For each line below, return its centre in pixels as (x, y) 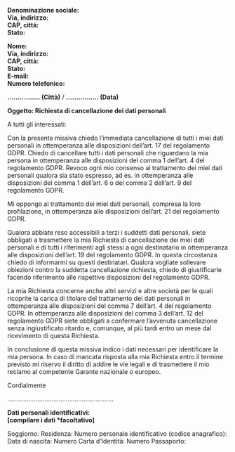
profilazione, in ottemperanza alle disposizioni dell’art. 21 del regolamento (113, 211)
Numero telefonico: (36, 83)
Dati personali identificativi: (48, 413)
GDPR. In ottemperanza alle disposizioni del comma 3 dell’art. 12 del (105, 313)
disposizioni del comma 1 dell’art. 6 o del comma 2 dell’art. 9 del (100, 183)
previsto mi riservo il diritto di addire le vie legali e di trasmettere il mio (108, 364)
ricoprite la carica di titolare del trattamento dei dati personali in (99, 298)
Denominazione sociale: (43, 10)
